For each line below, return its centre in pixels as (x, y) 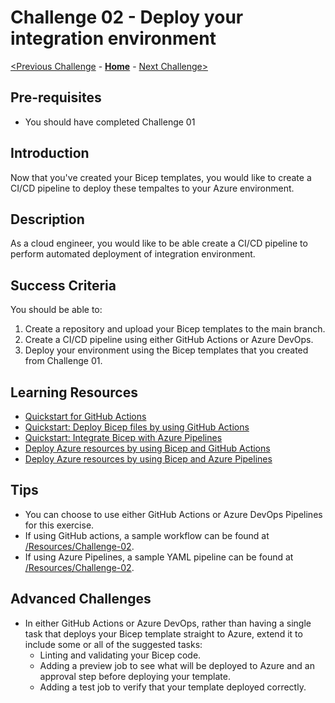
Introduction (50, 153)
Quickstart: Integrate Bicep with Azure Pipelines (123, 437)
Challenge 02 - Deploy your (127, 17)
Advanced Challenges (81, 599)
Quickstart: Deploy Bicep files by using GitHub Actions (137, 427)
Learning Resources (74, 392)
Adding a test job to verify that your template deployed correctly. (173, 687)
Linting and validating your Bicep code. (120, 655)
